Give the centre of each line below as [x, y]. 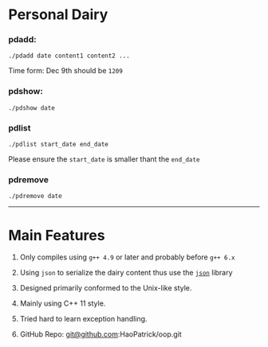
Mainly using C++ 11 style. [63, 303]
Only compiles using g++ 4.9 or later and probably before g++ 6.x [127, 257]
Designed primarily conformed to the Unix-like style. [106, 288]
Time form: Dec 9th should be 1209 [66, 71]
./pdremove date [35, 197]
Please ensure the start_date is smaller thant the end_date [104, 159]
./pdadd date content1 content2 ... [69, 56]
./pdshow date [32, 108]
